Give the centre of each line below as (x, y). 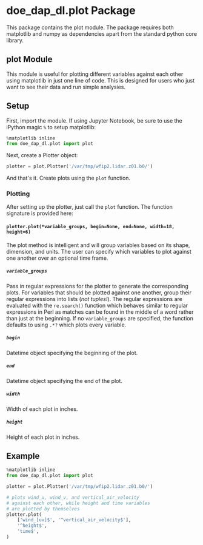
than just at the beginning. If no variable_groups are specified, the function (100, 318)
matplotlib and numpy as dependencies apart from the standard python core (102, 33)
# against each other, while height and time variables (78, 503)
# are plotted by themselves (43, 509)
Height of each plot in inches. (43, 437)
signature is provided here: (40, 214)
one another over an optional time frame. (57, 258)
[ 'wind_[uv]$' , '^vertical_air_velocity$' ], (74, 520)
